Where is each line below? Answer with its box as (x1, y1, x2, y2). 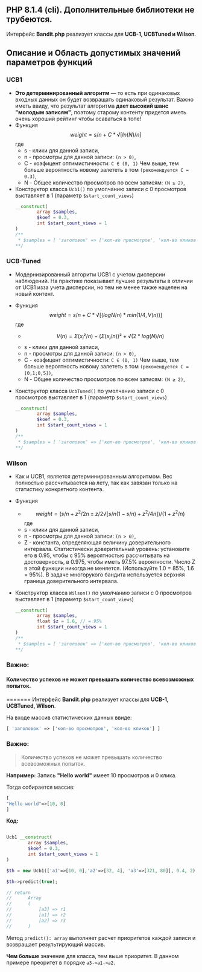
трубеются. (6, 15, 52, 25)
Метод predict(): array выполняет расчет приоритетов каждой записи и (6, 934, 196, 941)
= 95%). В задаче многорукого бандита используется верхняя (24, 571, 185, 578)
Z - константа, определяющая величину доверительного (24, 538, 171, 546)
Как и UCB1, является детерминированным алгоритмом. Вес (14, 472, 173, 480)
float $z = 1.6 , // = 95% (37, 618, 102, 625)
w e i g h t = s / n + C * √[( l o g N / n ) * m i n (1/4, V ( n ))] (49, 311, 163, 318)
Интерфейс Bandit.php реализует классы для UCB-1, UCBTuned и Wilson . (6, 30, 197, 38)
